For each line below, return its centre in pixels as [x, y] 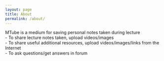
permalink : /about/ [25, 19]
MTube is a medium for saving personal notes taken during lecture [73, 33]
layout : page [19, 10]
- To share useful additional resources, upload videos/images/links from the [82, 43]
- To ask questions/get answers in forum [46, 53]
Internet [13, 48]
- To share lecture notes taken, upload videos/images [60, 38]
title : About [19, 14]
